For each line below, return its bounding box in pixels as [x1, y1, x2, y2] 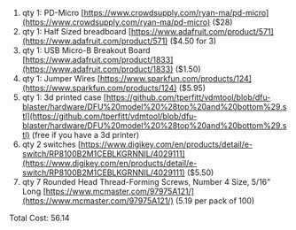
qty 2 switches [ [21, 139, 82, 149]
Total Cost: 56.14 [9, 212, 70, 223]
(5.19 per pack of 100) [175, 195, 255, 206]
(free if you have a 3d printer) [31, 130, 140, 140]
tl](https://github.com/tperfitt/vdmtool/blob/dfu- [21, 111, 198, 121]
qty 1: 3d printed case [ [21, 92, 107, 103]
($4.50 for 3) [169, 35, 217, 46]
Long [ [21, 186, 47, 196]
